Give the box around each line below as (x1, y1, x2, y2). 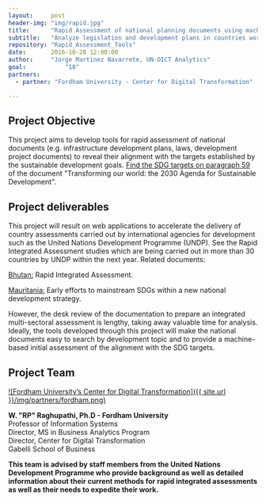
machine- (224, 334, 256, 344)
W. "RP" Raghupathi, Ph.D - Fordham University (8, 410, 169, 420)
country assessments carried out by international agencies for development (8, 230, 256, 239)
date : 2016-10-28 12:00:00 (8, 48, 119, 56)
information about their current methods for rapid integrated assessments (8, 476, 258, 485)
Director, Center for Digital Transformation (8, 435, 146, 445)
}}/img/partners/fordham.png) (8, 395, 106, 405)
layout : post (8, 11, 66, 20)
